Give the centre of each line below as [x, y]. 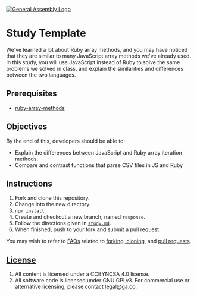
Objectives [27, 127]
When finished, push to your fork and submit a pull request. [87, 229]
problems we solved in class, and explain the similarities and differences [95, 68]
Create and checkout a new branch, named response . [80, 217]
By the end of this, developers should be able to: [66, 141]
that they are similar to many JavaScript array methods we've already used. [99, 56]
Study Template [46, 33]
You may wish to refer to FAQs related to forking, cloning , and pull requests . [99, 241]
